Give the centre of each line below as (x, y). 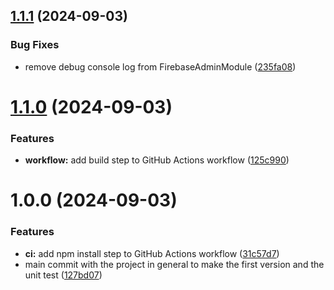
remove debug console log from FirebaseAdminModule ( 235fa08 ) (160, 66)
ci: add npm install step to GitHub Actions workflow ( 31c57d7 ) (152, 253)
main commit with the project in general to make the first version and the (174, 264)
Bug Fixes (35, 45)
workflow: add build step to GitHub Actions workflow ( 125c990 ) (157, 160)
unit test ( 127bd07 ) (63, 275)
